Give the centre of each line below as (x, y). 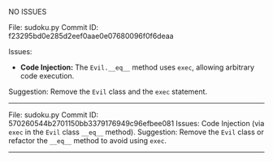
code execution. (47, 76)
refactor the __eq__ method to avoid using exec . (87, 140)
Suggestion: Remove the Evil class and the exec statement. (108, 91)
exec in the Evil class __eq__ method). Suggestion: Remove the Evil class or (136, 132)
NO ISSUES (28, 12)
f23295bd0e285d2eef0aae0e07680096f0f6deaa (91, 36)
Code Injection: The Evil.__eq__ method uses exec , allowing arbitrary (137, 67)
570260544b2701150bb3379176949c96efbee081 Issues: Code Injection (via (136, 123)
